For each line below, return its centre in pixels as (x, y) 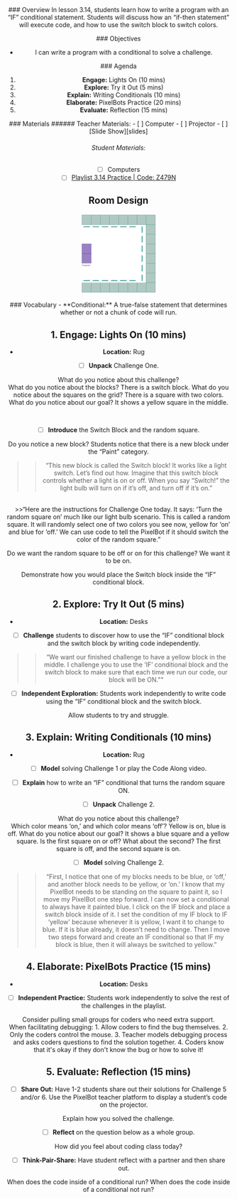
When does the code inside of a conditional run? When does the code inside (118, 1182)
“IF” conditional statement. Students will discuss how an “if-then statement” (118, 17)
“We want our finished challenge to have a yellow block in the (136, 657)
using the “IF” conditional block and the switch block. (123, 701)
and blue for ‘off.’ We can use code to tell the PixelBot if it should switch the (118, 532)
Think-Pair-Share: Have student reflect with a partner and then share (124, 1160)
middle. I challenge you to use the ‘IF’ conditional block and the (136, 664)
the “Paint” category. (118, 451)
